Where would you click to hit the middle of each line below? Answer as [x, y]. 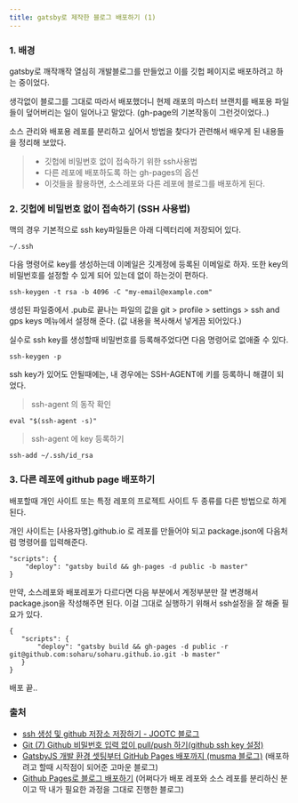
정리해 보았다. [42, 142]
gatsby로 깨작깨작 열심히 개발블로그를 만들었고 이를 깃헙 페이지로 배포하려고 [141, 71]
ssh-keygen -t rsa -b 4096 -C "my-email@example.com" [111, 293]
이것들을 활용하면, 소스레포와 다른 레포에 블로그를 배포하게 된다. [154, 183]
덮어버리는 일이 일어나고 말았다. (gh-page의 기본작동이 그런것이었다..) [147, 112]
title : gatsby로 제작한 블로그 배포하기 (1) [83, 17]
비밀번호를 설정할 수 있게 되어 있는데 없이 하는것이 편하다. [109, 276]
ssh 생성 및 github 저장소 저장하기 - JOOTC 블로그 [111, 734]
